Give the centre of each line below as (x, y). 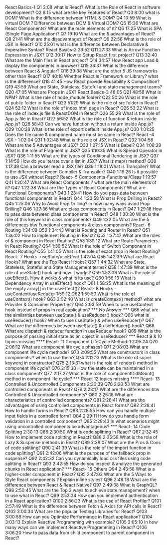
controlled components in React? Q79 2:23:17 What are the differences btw (82, 389)
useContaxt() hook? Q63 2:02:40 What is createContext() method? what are (83, 299)
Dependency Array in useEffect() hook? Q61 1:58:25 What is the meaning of (83, 283)
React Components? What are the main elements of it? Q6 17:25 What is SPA (83, 28)
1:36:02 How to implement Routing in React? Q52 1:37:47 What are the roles (83, 235)
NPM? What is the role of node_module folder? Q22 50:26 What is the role (81, 97)
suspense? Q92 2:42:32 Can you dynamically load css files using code (78, 458)
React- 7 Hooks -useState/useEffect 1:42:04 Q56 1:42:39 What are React (80, 257)
